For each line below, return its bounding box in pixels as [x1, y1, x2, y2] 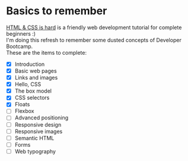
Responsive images [14, 128, 63, 135]
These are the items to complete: [6, 49, 87, 56]
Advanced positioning [14, 114, 69, 121]
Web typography [14, 147, 56, 155]
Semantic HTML [14, 134, 55, 141]
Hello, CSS [14, 81, 42, 88]
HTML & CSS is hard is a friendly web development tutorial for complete [6, 24, 182, 31]
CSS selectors [14, 94, 50, 102]
